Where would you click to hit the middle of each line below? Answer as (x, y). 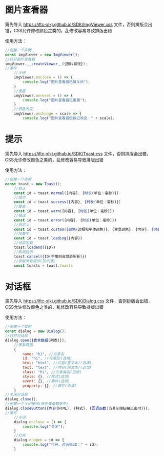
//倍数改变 (23, 109)
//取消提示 (23, 252)
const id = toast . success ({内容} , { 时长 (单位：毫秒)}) (67, 202)
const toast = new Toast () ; (34, 184)
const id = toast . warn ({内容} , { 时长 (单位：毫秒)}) (64, 211)
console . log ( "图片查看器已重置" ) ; (55, 100)
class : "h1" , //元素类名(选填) (52, 372)
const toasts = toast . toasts (43, 266)
